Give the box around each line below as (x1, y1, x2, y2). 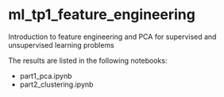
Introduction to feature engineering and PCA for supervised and (8, 32, 217, 41)
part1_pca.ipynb (19, 71, 72, 80)
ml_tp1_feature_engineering (8, 6, 196, 24)
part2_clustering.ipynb (19, 80, 94, 89)
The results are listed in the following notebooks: (8, 56, 168, 65)
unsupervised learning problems (8, 40, 115, 49)
